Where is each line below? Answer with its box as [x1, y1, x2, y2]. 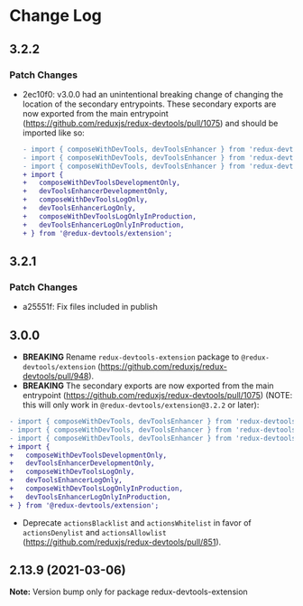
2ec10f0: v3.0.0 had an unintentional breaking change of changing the [22, 89, 284, 99]
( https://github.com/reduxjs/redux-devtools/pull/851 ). [22, 536, 222, 547]
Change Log [9, 5, 102, 26]
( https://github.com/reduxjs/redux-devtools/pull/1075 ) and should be [22, 117, 279, 128]
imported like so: [22, 127, 86, 138]
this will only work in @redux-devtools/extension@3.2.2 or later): [22, 399, 260, 410]
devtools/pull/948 [22, 371, 89, 381]
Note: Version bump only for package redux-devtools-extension [9, 586, 248, 597]
